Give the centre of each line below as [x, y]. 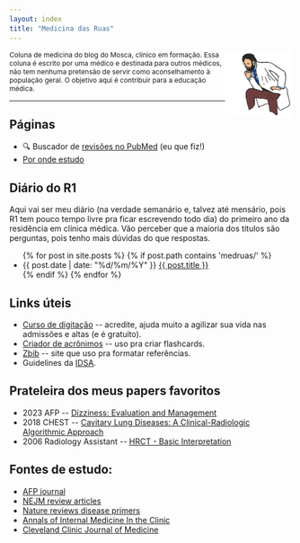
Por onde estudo [53, 160]
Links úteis [40, 303]
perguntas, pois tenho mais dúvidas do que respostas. [110, 238]
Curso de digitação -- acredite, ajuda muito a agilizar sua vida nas [144, 325]
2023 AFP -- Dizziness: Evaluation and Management [119, 413]
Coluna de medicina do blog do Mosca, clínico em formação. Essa [115, 54]
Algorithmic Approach [63, 432]
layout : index [36, 19]
